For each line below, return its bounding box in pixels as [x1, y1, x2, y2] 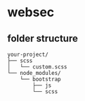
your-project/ [7, 51, 49, 58]
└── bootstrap [20, 76, 61, 83]
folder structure [7, 32, 79, 44]
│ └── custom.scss [7, 64, 68, 71]
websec [7, 4, 55, 20]
